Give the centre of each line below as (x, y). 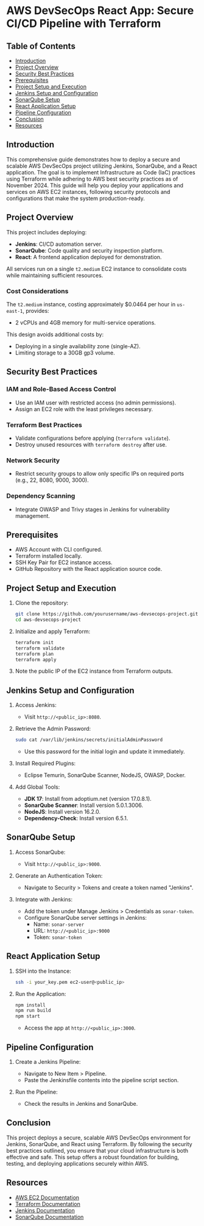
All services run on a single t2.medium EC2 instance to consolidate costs (97, 268)
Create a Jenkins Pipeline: (48, 1062)
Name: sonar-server (59, 924)
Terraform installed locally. (48, 556)
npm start (28, 1016)
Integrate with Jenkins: (44, 899)
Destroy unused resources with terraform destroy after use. (91, 444)
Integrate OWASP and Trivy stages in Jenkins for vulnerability (92, 509)
